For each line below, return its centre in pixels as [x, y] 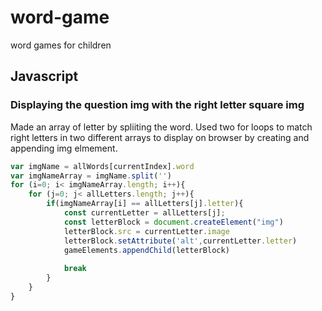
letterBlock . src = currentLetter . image [146, 231]
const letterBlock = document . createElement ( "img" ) [173, 222]
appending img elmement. [64, 148]
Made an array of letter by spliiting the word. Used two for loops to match [161, 127]
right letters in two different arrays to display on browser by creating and [160, 137]
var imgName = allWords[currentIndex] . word [102, 166]
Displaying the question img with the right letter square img [157, 105]
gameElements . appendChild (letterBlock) [146, 250]
